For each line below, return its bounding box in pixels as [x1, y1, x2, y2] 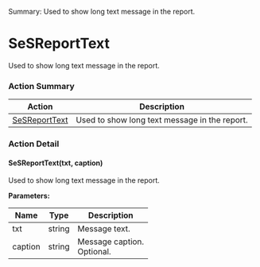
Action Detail [8, 138, 60, 149]
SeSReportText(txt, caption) [8, 158, 103, 168]
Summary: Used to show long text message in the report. [8, 7, 196, 16]
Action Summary [8, 80, 75, 91]
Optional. [77, 246, 111, 257]
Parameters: [8, 191, 50, 201]
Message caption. [77, 236, 145, 247]
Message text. [77, 223, 130, 234]
